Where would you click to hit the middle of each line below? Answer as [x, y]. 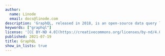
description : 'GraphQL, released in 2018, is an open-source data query [81, 23]
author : [13, 9]
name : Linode [23, 14]
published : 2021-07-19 [28, 37]
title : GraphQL [21, 41]
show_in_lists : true [26, 46]
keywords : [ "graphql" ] [28, 28]
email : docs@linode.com [34, 19]
